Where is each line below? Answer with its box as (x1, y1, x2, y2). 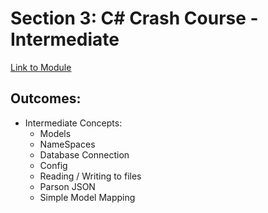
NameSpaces (39, 138, 96, 150)
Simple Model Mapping (39, 191, 136, 203)
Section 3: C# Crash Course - (10, 7, 259, 30)
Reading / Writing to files (39, 170, 142, 182)
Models (39, 127, 72, 139)
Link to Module (10, 61, 72, 73)
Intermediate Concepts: (24, 117, 123, 129)
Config (39, 159, 68, 171)
